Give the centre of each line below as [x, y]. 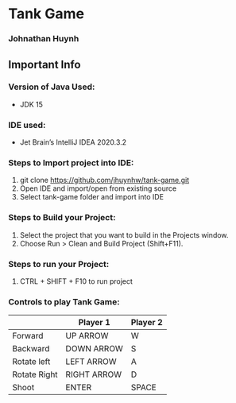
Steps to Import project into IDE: [71, 163]
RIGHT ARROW [94, 374]
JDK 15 [31, 104]
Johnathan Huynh [44, 39]
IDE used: [27, 125]
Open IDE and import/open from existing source [98, 188]
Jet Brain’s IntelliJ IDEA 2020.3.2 [73, 142]
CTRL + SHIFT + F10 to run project [76, 281]
